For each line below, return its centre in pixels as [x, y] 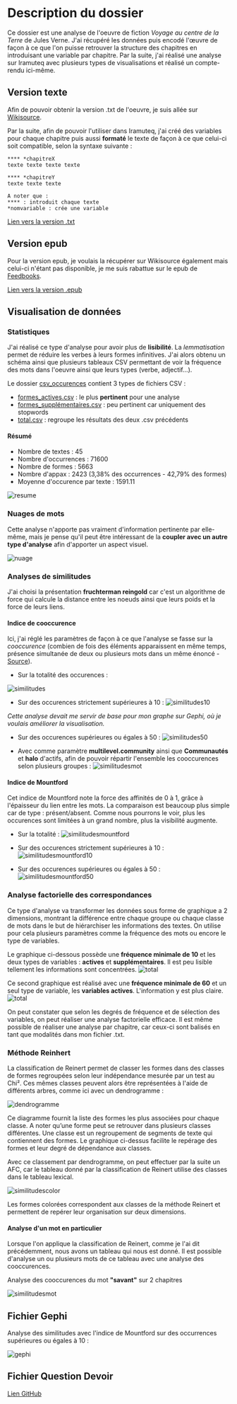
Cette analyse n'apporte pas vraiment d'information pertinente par [104, 529]
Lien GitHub [25, 1393]
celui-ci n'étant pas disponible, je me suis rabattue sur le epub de [102, 268]
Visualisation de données [64, 312]
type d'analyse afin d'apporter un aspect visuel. [78, 544]
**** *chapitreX [31, 159]
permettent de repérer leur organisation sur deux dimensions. [97, 1212]
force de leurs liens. [36, 607]
